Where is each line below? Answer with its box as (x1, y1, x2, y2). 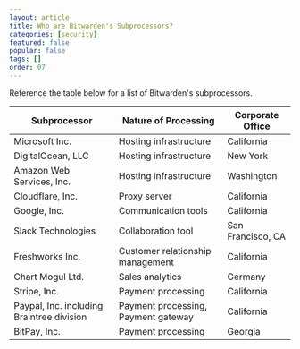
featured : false (9, 38, 70, 47)
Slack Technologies (13, 225, 96, 237)
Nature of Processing (121, 114, 215, 126)
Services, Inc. (13, 175, 71, 188)
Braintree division (13, 311, 87, 323)
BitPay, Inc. (13, 325, 61, 337)
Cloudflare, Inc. (13, 190, 79, 202)
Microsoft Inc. (13, 135, 71, 148)
